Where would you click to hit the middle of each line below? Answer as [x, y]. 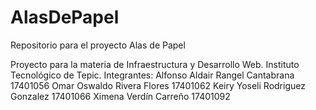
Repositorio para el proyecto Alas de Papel [98, 45]
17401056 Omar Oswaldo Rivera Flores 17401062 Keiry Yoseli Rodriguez [158, 85]
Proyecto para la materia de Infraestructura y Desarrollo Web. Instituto [155, 64]
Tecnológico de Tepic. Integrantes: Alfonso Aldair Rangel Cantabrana [152, 75]
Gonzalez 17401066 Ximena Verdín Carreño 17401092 [120, 96]
